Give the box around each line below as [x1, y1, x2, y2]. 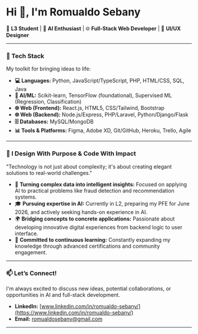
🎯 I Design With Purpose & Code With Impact [6, 150, 137, 158]
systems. [14, 193, 37, 200]
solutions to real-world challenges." [6, 169, 93, 176]
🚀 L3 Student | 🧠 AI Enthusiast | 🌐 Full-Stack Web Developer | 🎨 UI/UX [6, 25, 181, 32]
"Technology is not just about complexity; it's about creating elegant [6, 163, 172, 170]
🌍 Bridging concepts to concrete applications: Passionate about [14, 215, 175, 222]
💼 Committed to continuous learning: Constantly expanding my [14, 236, 171, 243]
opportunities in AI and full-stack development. [6, 291, 121, 298]
